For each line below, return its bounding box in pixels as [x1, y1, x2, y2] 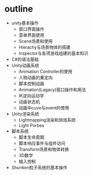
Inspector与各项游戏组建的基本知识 [18, 50, 89, 56]
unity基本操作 [11, 20, 39, 26]
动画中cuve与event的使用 [18, 105, 69, 111]
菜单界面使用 [18, 32, 44, 38]
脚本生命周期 [18, 134, 44, 140]
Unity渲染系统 [11, 111, 40, 117]
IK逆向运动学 [18, 93, 44, 98]
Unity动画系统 [11, 62, 40, 68]
